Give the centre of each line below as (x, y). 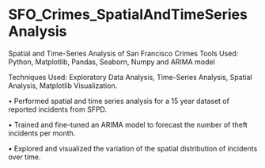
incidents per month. (42, 133)
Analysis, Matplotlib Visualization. (63, 86)
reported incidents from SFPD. (58, 109)
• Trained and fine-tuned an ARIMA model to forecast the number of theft (128, 124)
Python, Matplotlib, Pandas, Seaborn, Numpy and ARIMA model (112, 62)
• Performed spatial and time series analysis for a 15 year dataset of (119, 101)
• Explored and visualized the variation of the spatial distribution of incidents (133, 148)
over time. (25, 157)
